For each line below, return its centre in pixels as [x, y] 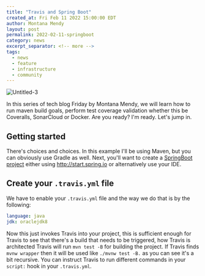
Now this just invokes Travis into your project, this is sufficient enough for [99, 233]
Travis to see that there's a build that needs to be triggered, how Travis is [99, 240]
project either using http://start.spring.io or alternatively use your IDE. [94, 164]
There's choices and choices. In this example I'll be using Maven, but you [99, 151]
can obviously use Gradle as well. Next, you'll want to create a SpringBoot [99, 158]
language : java [26, 216]
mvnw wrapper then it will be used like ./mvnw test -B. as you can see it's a [100, 253]
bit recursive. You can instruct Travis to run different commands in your [96, 259]
